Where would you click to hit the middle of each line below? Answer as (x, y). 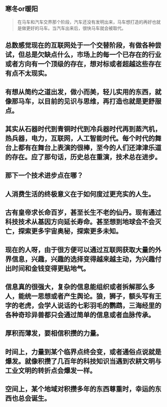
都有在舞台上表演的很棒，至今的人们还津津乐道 (90, 148)
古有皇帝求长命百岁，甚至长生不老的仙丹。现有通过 (83, 212)
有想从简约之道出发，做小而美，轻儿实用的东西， (80, 92)
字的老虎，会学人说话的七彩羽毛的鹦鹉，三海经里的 (83, 305)
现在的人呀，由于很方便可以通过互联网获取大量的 (80, 250)
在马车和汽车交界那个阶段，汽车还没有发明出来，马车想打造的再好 (84, 22)
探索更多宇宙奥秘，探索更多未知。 (70, 231)
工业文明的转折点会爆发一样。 (51, 370)
